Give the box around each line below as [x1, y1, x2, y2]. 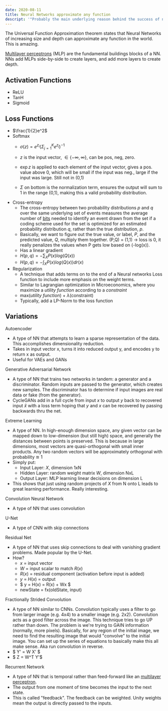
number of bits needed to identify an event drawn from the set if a [19, 215, 156, 221]
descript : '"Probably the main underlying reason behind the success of [5, 17, 160, 22]
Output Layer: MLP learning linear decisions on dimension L [19, 475, 143, 481]
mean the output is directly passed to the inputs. [12, 700, 112, 706]
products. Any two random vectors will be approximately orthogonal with [12, 448, 162, 454]
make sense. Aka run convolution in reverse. [12, 643, 104, 649]
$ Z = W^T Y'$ [12, 654, 42, 660]
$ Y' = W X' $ [12, 648, 40, 654]
